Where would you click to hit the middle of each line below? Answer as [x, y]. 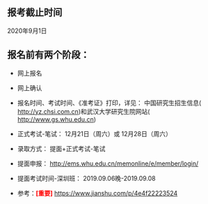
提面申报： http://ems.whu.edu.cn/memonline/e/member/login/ [108, 163]
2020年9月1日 [27, 31]
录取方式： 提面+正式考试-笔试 [61, 148]
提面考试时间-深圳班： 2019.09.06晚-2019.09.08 [86, 178]
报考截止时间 [35, 13]
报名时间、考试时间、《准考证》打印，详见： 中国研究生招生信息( [109, 103]
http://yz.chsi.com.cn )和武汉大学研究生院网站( [83, 111]
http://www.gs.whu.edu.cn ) [56, 119]
